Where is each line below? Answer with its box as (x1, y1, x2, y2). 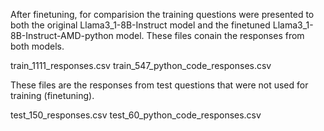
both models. (10, 40, 65, 52)
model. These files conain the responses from (115, 30, 305, 41)
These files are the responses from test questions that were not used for (10, 79, 309, 91)
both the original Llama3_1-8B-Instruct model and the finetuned (10, 19, 271, 31)
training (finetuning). (10, 90, 95, 101)
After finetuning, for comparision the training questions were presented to (10, 9, 315, 20)
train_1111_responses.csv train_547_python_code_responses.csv (10, 60, 272, 71)
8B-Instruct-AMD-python (10, 30, 114, 41)
